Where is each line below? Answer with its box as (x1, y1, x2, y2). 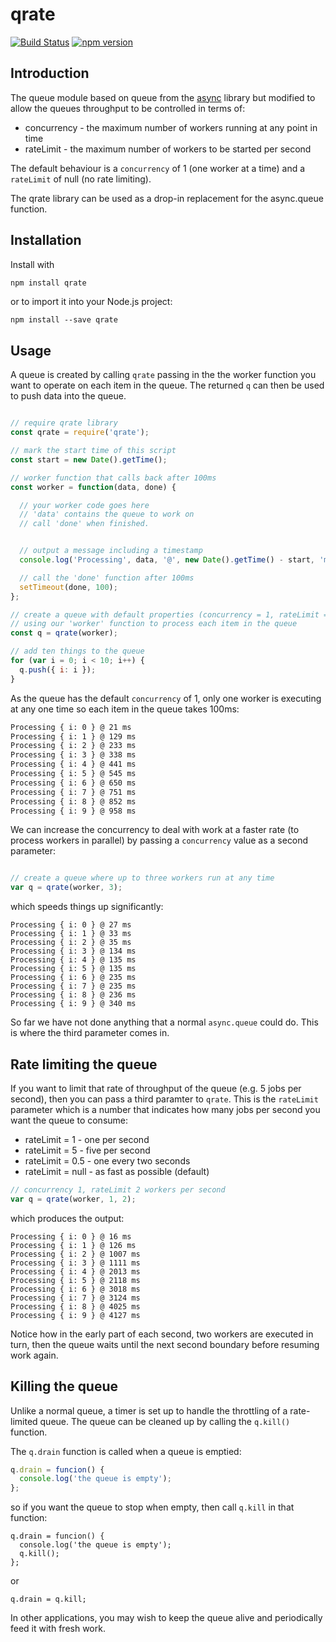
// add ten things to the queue (10, 646, 145, 657)
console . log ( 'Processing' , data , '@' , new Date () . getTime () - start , (19, 555, 316, 565)
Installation (10, 232, 82, 249)
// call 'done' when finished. (19, 519, 150, 529)
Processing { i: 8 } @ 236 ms (10, 990, 137, 1000)
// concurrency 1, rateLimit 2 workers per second (10, 1184, 226, 1195)
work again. (10, 1349, 59, 1361)
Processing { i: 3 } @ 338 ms (10, 750, 137, 760)
